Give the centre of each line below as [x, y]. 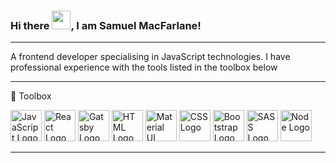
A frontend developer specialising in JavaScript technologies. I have [150, 57]
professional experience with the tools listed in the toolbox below [144, 67]
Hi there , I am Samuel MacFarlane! [106, 25]
